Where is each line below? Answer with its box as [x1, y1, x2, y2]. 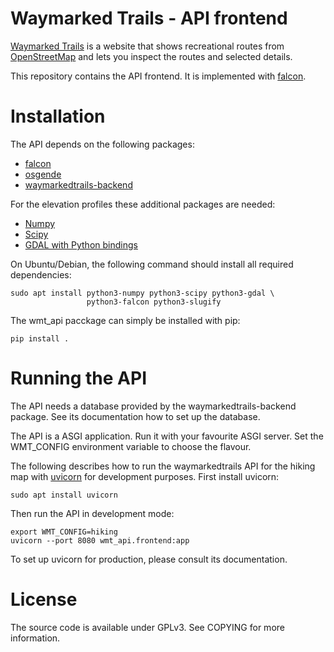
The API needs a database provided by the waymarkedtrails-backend [10, 400, 297, 412]
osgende [24, 168, 62, 180]
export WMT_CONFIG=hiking [10, 527, 118, 537]
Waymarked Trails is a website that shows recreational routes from [10, 40, 285, 52]
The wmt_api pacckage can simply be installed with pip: [10, 314, 241, 326]
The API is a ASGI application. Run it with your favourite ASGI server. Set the [10, 430, 324, 442]
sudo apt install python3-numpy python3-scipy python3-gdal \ [10, 288, 275, 298]
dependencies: [10, 268, 72, 281]
